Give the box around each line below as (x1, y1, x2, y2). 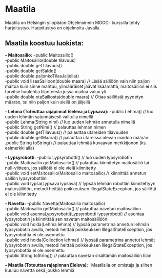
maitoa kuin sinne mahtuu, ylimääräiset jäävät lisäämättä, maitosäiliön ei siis (5, 83, 157, 89)
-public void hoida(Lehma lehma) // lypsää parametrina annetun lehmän (5, 221, 149, 227)
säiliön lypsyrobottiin (5, 175, 47, 181)
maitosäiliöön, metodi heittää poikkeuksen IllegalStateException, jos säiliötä (5, 185, 157, 192)
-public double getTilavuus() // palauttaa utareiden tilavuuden (5, 129, 128, 135)
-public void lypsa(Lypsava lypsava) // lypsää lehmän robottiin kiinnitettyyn (5, 180, 156, 186)
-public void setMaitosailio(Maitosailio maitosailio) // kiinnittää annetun (5, 170, 146, 176)
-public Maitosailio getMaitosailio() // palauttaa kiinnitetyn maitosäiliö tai (5, 159, 150, 165)
